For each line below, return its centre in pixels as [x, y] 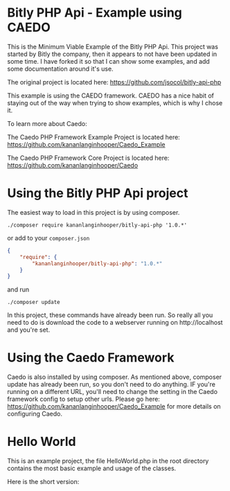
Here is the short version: [43, 482]
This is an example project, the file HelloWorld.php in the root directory [108, 461]
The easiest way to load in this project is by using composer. [94, 212]
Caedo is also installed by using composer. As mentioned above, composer [115, 377]
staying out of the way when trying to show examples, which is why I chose [115, 102]
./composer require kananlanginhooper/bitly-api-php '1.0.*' [97, 225]
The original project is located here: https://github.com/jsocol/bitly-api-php [114, 82]
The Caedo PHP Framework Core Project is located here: [88, 158]
